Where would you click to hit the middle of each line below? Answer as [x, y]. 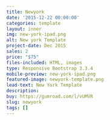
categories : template [34, 23]
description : [23, 91]
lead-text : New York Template [44, 85]
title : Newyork [25, 12]
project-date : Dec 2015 [36, 46]
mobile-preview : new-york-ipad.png [51, 74]
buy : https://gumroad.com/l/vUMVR [50, 96]
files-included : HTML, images [44, 62]
